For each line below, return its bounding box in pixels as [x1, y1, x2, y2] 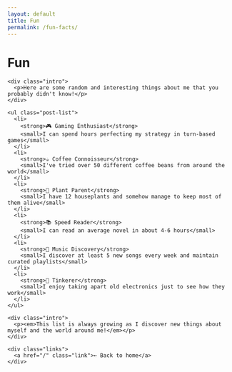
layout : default [7, 10, 56, 18]
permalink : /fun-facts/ [7, 24, 79, 31]
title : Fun [7, 17, 40, 24]
